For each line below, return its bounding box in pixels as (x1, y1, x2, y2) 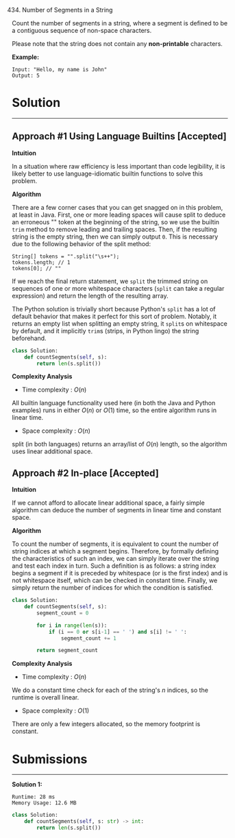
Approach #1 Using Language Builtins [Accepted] (12, 130, 227, 143)
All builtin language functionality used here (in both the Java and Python (12, 399, 216, 407)
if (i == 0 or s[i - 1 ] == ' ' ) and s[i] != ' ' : (48, 628, 188, 635)
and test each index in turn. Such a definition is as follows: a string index (12, 562, 217, 570)
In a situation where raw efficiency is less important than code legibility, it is (12, 162, 225, 170)
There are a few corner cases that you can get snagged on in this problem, (12, 203, 223, 211)
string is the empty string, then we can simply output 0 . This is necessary (12, 232, 219, 241)
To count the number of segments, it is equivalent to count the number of (12, 540, 219, 548)
